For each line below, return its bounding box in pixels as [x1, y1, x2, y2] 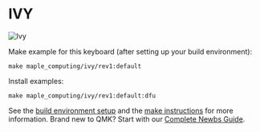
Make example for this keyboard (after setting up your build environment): [8, 46, 253, 56]
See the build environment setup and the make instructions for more [8, 106, 234, 115]
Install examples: [8, 76, 64, 86]
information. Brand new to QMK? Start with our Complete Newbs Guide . [8, 114, 246, 124]
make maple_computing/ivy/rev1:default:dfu [8, 91, 156, 100]
